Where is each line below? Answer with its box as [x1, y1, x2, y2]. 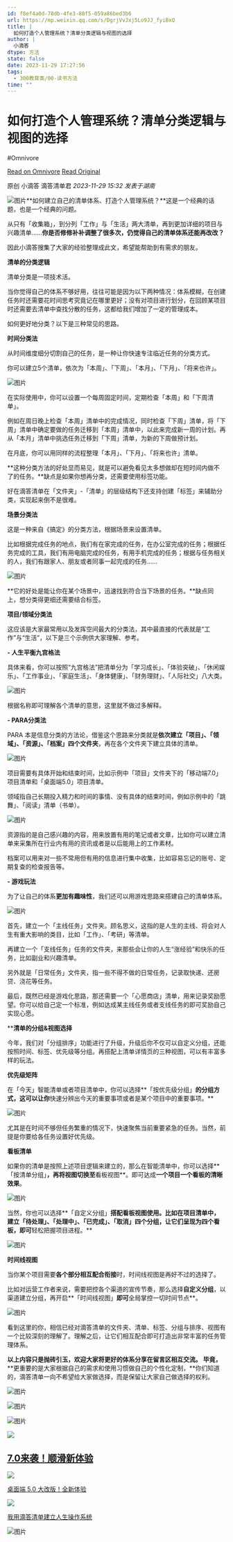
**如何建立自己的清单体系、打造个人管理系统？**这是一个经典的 [26, 196, 209, 205]
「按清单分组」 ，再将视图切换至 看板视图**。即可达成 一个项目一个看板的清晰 [7, 1171, 223, 1179]
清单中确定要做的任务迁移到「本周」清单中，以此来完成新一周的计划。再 [19, 425, 226, 434]
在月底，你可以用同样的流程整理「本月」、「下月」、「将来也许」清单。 [7, 449, 202, 457]
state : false [7, 56, 45, 62]
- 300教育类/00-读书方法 [13, 74, 78, 82]
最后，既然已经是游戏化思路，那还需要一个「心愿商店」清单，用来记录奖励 [7, 992, 220, 1000]
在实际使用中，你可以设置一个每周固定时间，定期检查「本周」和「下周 [7, 393, 208, 402]
